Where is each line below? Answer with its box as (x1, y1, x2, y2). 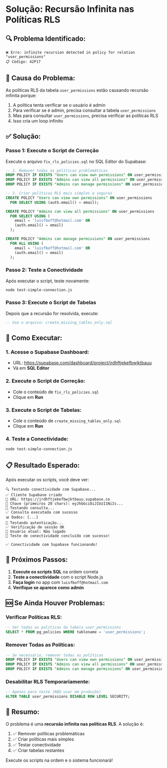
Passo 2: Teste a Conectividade (5, 266, 83, 273)
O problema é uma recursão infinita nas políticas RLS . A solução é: (5, 721, 144, 727)
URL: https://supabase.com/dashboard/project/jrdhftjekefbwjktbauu (12, 360, 152, 366)
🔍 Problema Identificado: (5, 34, 86, 43)
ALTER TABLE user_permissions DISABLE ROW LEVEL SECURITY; (5, 694, 130, 699)
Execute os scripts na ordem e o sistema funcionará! (5, 757, 113, 763)
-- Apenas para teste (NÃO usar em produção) (5, 690, 101, 695)
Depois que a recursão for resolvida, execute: (5, 310, 99, 316)
